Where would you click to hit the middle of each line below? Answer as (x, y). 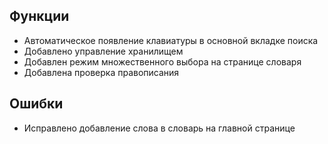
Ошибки (36, 104)
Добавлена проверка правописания (101, 72)
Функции (39, 16)
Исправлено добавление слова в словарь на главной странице (159, 128)
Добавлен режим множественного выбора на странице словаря (162, 61)
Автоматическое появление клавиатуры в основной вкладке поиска (171, 40)
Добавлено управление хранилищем (103, 51)
